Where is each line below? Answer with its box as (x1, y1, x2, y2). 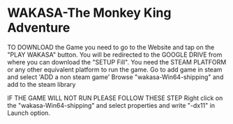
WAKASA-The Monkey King (7, 5, 172, 21)
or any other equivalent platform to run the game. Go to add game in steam (7, 65, 223, 74)
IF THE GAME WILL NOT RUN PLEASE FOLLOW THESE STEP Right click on (7, 93, 223, 102)
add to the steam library (7, 80, 76, 88)
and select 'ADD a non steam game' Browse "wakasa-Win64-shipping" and (7, 72, 224, 81)
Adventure (7, 20, 70, 36)
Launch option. (7, 109, 51, 117)
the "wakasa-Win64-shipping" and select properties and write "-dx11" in (7, 101, 215, 109)
